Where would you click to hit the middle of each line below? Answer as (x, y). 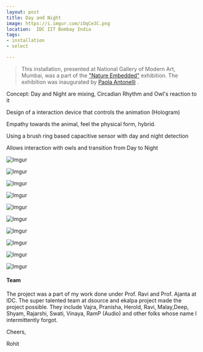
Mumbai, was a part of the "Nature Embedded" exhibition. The (100, 75)
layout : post (23, 12)
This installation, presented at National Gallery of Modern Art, (98, 69)
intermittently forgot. (32, 320)
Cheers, (16, 332)
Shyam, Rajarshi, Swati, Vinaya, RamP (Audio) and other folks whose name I (101, 313)
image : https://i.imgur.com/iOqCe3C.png (59, 23)
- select (17, 47)
